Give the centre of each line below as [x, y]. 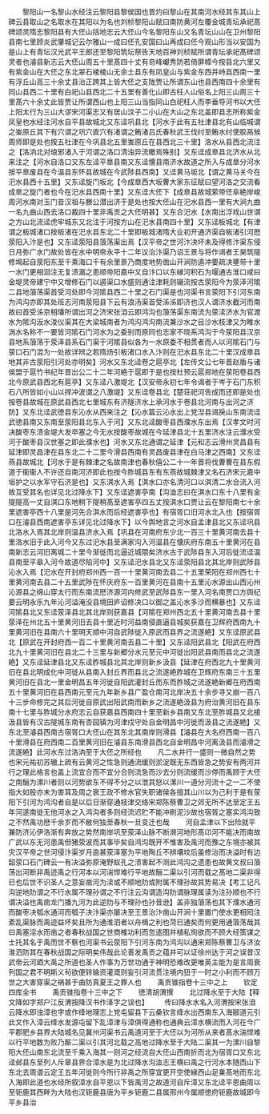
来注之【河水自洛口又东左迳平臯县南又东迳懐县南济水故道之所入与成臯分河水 [134, 162]
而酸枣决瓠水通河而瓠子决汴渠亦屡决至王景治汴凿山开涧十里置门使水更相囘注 [134, 912]
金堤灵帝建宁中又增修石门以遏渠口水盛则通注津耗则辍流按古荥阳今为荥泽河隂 [134, 282]
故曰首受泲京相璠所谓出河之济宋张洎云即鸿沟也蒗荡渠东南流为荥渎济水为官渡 [134, 312]
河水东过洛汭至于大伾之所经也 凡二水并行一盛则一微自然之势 [149, 752]
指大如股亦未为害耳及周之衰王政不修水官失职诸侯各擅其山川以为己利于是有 [131, 792]
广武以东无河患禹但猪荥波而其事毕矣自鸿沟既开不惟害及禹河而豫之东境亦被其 [134, 842]
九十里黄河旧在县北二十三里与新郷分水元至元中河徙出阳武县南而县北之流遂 [138, 652]
